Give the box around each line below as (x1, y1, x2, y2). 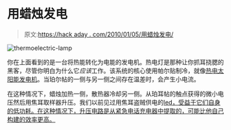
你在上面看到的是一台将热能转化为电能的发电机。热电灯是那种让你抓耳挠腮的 (7, 57, 224, 66)
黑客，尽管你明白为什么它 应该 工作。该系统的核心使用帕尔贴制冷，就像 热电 (7, 66, 218, 75)
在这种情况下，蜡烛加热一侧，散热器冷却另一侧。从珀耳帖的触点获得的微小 (7, 90, 218, 98)
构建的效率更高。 (7, 115, 56, 123)
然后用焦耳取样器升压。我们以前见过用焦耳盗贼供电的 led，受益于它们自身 (12, 98, 221, 106)
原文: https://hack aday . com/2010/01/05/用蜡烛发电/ (23, 30, 174, 38)
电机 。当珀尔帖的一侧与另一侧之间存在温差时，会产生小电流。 (25, 75, 200, 83)
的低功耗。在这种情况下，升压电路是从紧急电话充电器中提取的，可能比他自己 (7, 107, 224, 115)
